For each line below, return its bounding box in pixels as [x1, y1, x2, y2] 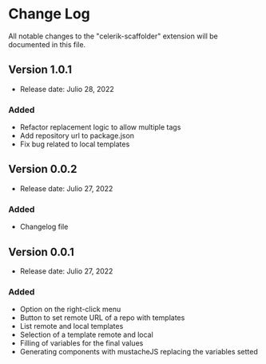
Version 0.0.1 [8, 245, 74, 258]
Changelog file [19, 222, 69, 232]
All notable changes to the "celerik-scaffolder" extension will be [8, 31, 218, 41]
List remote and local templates [19, 322, 124, 331]
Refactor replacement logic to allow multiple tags [19, 122, 181, 132]
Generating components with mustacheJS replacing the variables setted [19, 347, 258, 357]
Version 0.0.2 [8, 162, 77, 176]
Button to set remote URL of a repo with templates [19, 313, 185, 322]
